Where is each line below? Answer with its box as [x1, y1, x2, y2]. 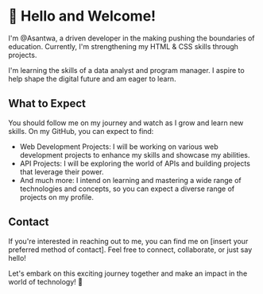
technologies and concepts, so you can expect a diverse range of [19, 184, 235, 193]
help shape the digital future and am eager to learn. [8, 74, 176, 83]
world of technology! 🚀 [8, 277, 83, 286]
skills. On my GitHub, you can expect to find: [8, 126, 154, 136]
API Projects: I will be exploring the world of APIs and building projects [19, 158, 250, 168]
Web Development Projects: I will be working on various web [19, 142, 219, 151]
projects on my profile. [19, 192, 94, 201]
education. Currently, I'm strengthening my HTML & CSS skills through [8, 41, 238, 51]
